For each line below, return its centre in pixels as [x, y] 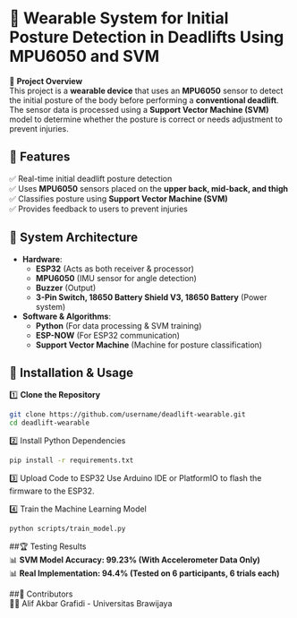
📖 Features [40, 157]
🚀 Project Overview [46, 81]
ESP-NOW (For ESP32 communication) [108, 335]
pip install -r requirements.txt [72, 460]
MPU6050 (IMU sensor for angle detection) [116, 278]
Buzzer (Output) [66, 288]
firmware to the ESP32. [52, 491]
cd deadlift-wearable [50, 423]
